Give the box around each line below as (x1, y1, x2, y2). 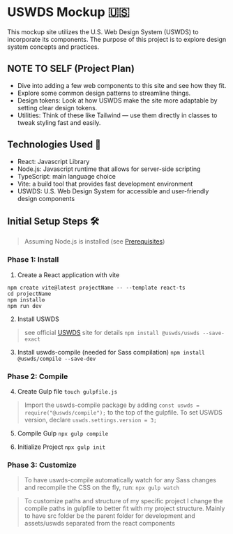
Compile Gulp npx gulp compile (17, 429, 109, 437)
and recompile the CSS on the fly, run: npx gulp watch (24, 483, 180, 492)
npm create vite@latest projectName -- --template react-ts (7, 284, 186, 291)
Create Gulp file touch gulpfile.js (17, 387, 118, 395)
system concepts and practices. (7, 43, 100, 51)
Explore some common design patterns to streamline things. (17, 89, 191, 97)
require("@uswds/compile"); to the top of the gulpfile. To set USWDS (24, 408, 223, 416)
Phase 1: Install (7, 255, 59, 265)
